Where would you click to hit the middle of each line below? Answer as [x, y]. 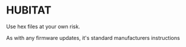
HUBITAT [29, 10]
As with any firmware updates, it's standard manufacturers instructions [93, 38]
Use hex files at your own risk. [43, 26]
